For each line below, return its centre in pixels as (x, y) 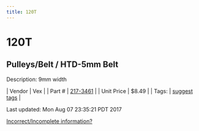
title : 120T (21, 12)
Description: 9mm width (37, 79)
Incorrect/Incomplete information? (50, 121)
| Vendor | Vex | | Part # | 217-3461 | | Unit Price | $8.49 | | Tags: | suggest (99, 91)
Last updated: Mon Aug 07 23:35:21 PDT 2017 (64, 109)
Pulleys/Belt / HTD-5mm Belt (62, 65)
